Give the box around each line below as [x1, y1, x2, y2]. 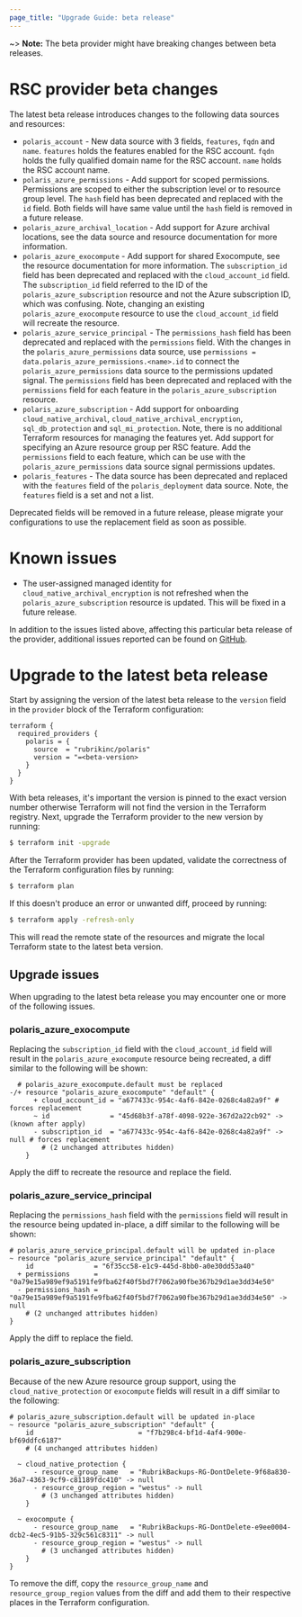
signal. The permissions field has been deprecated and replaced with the [22, 374, 292, 385]
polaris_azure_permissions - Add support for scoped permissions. [22, 174, 270, 184]
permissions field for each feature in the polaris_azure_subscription [22, 384, 277, 395]
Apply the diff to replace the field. [9, 1333, 134, 1343]
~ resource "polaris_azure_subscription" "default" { [9, 1420, 216, 1429]
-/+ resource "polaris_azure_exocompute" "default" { [9, 1088, 216, 1098]
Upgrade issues [9, 967, 100, 983]
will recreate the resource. [22, 317, 120, 328]
